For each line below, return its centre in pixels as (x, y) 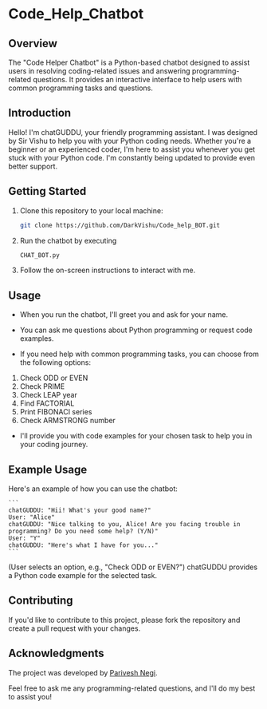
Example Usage (48, 469)
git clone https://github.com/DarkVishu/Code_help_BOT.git (120, 225)
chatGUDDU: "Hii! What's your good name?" (80, 510)
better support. (33, 166)
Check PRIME (42, 386)
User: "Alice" (32, 517)
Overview (33, 44)
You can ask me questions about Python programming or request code (136, 330)
